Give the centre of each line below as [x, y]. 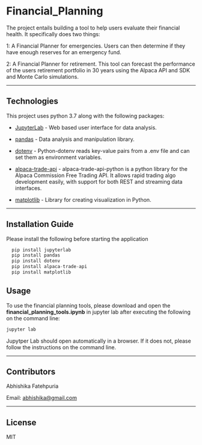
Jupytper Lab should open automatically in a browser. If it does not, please [99, 341]
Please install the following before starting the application [77, 238]
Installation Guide [40, 224]
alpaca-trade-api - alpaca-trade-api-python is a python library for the [101, 169]
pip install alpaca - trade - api [49, 267]
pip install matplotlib [41, 272]
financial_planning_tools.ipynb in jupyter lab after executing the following [99, 312]
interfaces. [28, 188]
